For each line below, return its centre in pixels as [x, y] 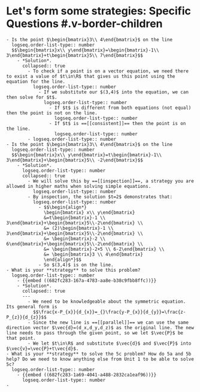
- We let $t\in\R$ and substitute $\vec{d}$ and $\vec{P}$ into [110, 343]
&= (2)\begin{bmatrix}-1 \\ [79, 228]
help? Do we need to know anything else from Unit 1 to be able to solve [100, 359]
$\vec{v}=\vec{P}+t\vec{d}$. [43, 348]
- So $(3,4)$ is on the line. [76, 265]
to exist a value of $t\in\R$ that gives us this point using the [91, 76]
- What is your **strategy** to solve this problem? [73, 270]
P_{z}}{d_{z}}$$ [26, 317]
